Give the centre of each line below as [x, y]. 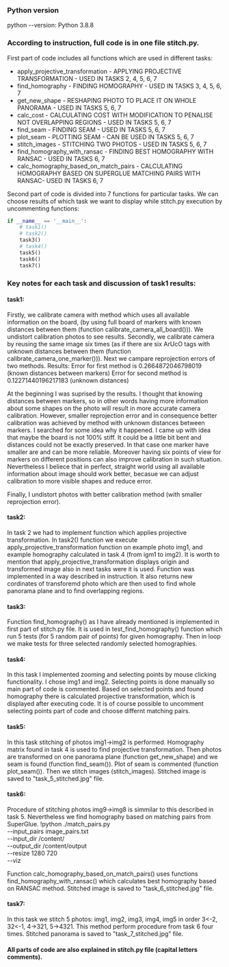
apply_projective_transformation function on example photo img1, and [105, 547]
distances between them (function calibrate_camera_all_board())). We [105, 329]
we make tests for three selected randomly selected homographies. [102, 644]
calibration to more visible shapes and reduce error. [80, 481]
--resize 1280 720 [32, 853]
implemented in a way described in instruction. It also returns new [100, 576]
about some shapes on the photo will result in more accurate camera [104, 408]
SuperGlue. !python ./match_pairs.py [59, 824]
